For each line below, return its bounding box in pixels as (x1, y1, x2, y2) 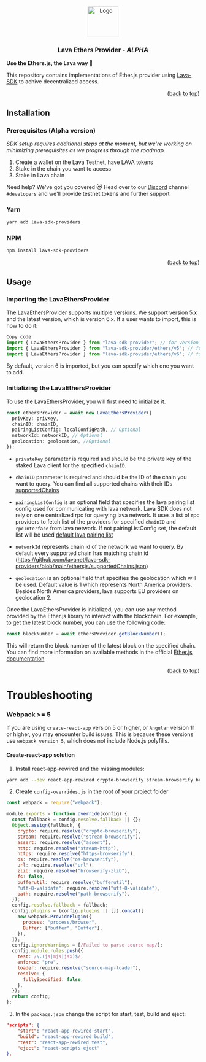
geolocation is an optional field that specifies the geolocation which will (15, 574, 196, 581)
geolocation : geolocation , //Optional (12, 438, 112, 444)
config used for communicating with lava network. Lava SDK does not (15, 505, 192, 512)
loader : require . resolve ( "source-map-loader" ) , (17, 964, 141, 971)
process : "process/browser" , (22, 919, 97, 925)
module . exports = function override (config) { (6, 811, 128, 817)
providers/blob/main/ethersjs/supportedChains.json (15, 562, 147, 570)
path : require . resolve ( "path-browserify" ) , (17, 891, 131, 897)
